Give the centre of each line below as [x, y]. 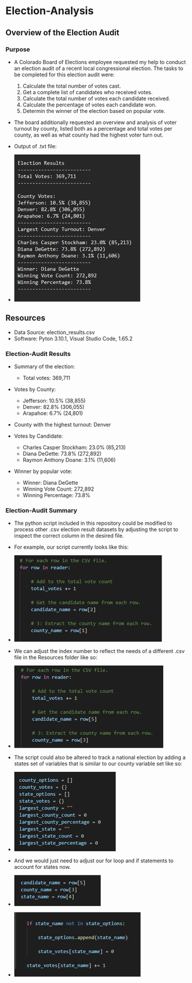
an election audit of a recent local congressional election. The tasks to [99, 68]
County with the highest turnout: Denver [63, 424]
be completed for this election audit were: [64, 74]
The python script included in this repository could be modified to [93, 523]
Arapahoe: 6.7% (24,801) [53, 413]
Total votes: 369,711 [47, 378]
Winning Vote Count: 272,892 [58, 489]
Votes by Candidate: [38, 436]
